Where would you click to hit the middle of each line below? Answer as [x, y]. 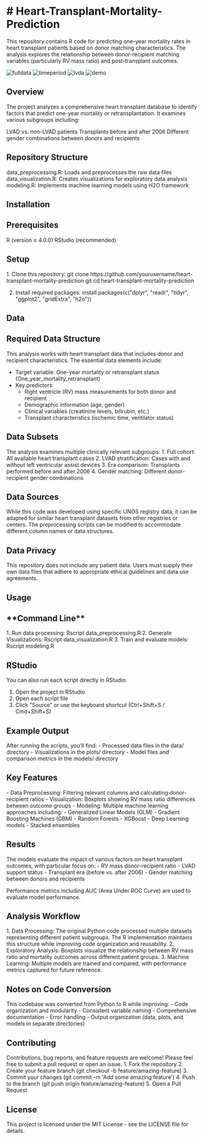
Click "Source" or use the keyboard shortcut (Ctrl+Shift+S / [90, 705]
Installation [28, 204]
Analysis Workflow [43, 916]
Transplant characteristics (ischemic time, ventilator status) [99, 417]
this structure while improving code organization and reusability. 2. [90, 944]
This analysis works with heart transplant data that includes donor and [95, 354]
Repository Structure [47, 157]
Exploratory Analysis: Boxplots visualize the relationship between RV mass [100, 950]
